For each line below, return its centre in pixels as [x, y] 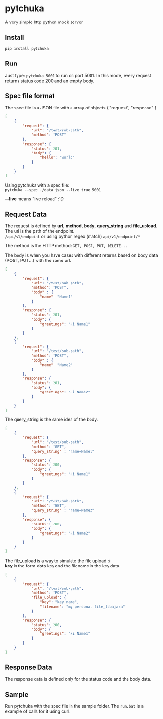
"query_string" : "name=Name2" [63, 511]
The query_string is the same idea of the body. [52, 420]
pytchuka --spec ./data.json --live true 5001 [53, 190]
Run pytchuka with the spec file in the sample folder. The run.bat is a [74, 706]
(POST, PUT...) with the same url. [38, 261]
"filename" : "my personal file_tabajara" [82, 607]
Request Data [26, 214]
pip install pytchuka [27, 49]
